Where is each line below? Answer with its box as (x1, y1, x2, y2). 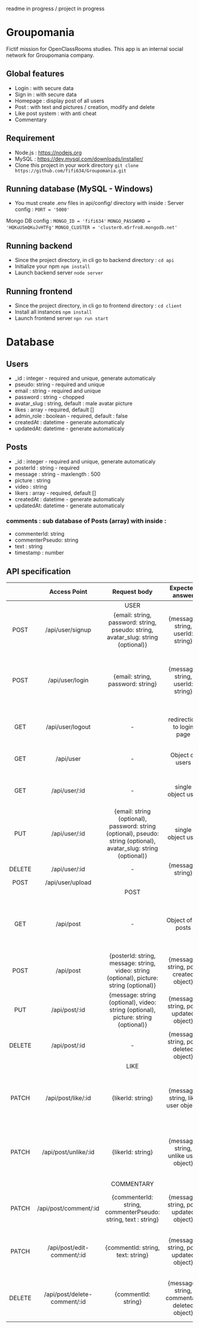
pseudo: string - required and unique (14, 381, 105, 388)
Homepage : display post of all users (14, 97, 105, 104)
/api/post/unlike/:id (41, 1148, 95, 1156)
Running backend (6, 241, 73, 251)
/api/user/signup (45, 625, 92, 633)
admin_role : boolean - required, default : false (14, 412, 129, 420)
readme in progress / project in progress (6, 5, 105, 12)
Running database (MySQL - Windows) (6, 184, 153, 194)
